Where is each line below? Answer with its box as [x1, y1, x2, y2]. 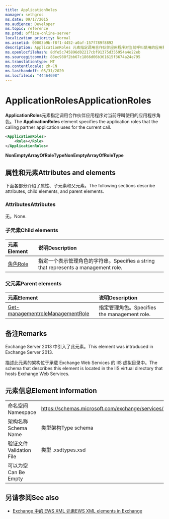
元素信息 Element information [5, 387, 97, 395]
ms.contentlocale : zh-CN [5, 64, 57, 69]
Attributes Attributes [5, 201, 56, 208]
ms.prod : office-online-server [5, 31, 71, 36]
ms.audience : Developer [5, 21, 55, 27]
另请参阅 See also [5, 493, 59, 502]
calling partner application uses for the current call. [5, 124, 112, 130]
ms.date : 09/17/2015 [5, 17, 49, 22]
